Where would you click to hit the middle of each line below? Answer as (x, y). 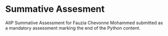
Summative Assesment (55, 9)
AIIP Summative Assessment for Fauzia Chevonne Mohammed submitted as (84, 23)
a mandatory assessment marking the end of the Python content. (73, 28)
